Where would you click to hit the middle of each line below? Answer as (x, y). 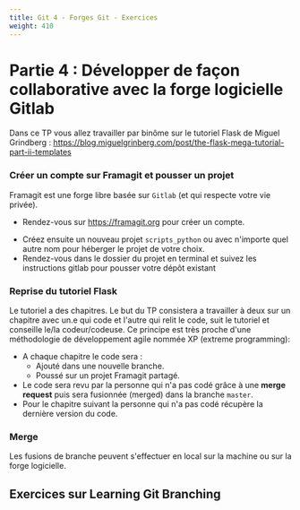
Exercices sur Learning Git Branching (115, 494)
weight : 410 (31, 26)
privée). (24, 204)
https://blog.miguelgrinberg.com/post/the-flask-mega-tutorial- (169, 143)
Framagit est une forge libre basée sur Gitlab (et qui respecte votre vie (140, 194)
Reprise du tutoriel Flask (64, 290)
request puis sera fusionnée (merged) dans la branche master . (137, 394)
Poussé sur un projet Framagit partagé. (108, 376)
